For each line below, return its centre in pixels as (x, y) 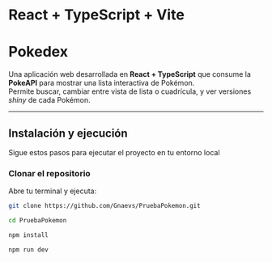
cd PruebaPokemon (38, 221)
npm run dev (28, 249)
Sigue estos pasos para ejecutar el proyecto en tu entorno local (114, 152)
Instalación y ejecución (68, 133)
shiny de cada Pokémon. (49, 100)
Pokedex (38, 52)
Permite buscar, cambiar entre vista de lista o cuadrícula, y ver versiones (130, 91)
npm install (28, 235)
